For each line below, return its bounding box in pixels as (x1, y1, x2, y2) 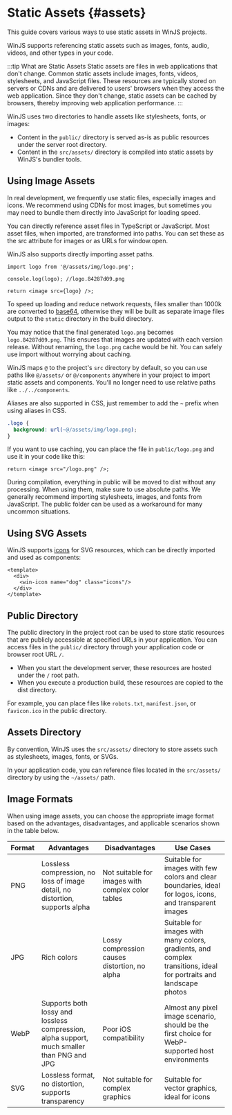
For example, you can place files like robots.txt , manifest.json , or (7, 699, 197, 708)
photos (164, 987, 187, 997)
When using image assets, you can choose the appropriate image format (7, 811, 214, 820)
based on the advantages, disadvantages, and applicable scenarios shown (7, 819, 220, 827)
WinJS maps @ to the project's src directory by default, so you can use (7, 363, 208, 371)
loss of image (41, 876, 85, 886)
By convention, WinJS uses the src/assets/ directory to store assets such (7, 745, 218, 753)
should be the (164, 1020, 209, 1030)
